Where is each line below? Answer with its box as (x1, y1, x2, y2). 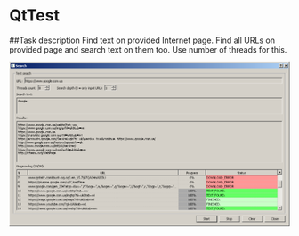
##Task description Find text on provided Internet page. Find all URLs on (9, 35, 276, 45)
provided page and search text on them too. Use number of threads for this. (9, 44, 287, 54)
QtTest (9, 5, 61, 26)
